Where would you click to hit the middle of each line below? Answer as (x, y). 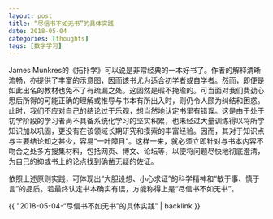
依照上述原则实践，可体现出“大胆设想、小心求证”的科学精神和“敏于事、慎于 (134, 178)
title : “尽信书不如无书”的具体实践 (61, 24)
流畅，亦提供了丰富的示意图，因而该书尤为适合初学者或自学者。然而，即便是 (136, 80)
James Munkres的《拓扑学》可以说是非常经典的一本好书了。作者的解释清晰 (135, 71)
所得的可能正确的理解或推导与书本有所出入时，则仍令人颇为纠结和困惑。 (143, 101)
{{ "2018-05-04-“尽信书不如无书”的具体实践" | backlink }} (104, 206)
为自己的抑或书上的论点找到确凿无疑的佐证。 (83, 161)
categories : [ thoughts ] (49, 39)
